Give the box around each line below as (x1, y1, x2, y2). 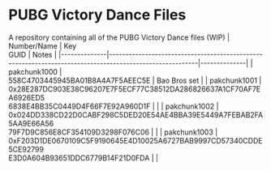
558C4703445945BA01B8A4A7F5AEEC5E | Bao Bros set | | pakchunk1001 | (8, 75, 262, 85)
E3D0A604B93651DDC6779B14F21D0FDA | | (8, 152, 159, 163)
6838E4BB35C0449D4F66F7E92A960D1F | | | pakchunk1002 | (8, 101, 219, 111)
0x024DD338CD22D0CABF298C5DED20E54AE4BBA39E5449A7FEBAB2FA (8, 109, 264, 119)
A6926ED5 (8, 92, 45, 102)
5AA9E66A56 (8, 118, 54, 128)
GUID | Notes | (8, 49, 57, 59)
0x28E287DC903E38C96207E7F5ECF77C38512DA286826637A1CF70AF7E (8, 83, 261, 94)
